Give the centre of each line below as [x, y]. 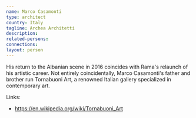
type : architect [26, 17]
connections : [22, 45]
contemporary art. [28, 86]
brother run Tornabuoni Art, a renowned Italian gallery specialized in [89, 79]
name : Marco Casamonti [34, 12]
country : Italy [25, 22]
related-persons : [27, 39]
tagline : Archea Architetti [41, 28]
